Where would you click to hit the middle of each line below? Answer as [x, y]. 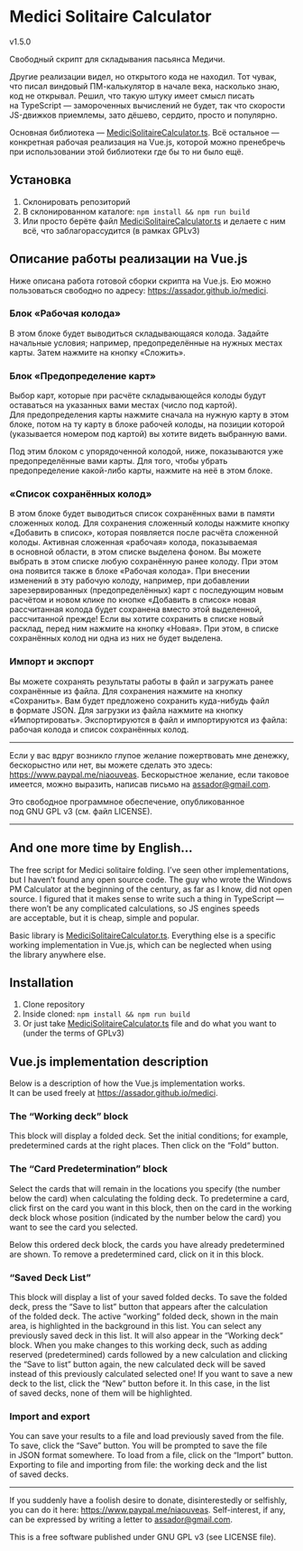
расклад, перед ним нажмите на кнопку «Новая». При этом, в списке [144, 628]
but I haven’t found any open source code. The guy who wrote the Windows [151, 879]
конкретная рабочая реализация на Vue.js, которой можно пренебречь [147, 142]
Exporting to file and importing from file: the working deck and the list [138, 1465]
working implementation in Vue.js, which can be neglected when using [141, 944]
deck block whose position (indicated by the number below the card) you [145, 1217]
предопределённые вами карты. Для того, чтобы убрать [119, 461]
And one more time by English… [101, 848]
